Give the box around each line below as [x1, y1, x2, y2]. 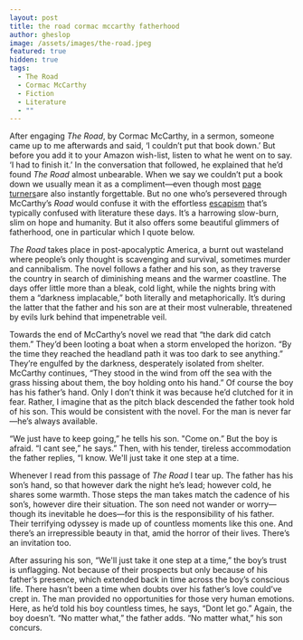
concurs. [9, 622, 43, 634]
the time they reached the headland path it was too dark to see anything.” [9, 349, 283, 359]
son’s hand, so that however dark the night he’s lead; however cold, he [9, 480, 272, 491]
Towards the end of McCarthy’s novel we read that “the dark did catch [9, 330, 271, 340]
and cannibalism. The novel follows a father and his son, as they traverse [9, 263, 281, 274]
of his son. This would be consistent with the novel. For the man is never [9, 406, 279, 417]
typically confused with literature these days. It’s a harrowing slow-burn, [9, 207, 279, 218]
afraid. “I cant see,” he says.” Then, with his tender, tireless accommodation [9, 443, 291, 454]
